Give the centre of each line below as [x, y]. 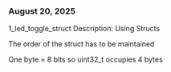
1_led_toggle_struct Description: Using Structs [84, 29]
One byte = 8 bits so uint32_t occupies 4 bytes [85, 60]
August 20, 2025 [42, 11]
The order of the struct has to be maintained [81, 44]
